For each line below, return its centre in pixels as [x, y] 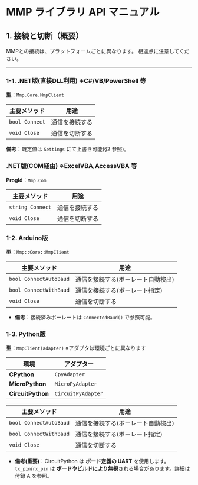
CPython [22, 374]
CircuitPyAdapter [79, 394]
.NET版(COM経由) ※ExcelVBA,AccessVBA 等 [72, 166]
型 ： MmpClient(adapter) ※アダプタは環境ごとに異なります [76, 348]
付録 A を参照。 [34, 476]
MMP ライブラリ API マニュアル [83, 12]
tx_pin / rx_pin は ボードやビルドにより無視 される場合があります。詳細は [102, 468]
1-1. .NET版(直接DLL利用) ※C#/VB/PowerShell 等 [76, 80]
